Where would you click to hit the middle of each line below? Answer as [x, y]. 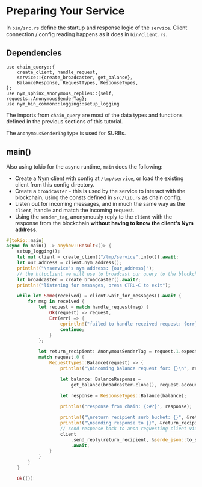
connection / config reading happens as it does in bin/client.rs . [87, 34]
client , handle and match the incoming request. [75, 210]
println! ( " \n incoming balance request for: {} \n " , [124, 368]
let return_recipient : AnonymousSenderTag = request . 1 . [110, 352]
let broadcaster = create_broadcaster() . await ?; [79, 279]
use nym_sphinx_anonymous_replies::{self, [60, 93]
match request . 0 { [61, 357]
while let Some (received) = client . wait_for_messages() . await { [99, 296]
